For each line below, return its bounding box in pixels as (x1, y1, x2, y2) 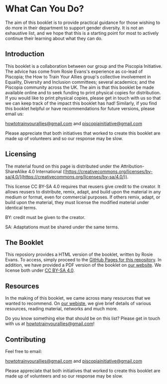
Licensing (5, 150, 36, 159)
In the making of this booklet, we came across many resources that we (5, 295, 151, 301)
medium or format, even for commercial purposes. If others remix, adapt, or (5, 194, 161, 200)
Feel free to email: (5, 349, 42, 354)
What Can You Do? (5, 3, 84, 14)
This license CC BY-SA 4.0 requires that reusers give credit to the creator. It (5, 183, 161, 190)
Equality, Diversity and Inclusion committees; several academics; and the (5, 79, 155, 85)
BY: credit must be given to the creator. (5, 214, 86, 220)
